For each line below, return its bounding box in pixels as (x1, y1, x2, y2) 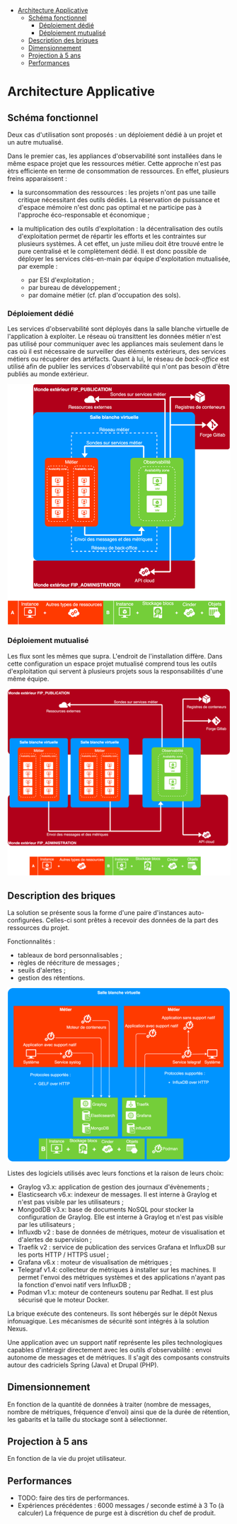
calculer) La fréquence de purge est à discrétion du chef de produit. (17, 1509, 216, 1518)
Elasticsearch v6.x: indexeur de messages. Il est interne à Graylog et (17, 1190, 217, 1199)
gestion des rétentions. (17, 973, 85, 982)
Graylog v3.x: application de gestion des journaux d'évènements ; (17, 1182, 209, 1191)
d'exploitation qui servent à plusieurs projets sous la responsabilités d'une (7, 666, 224, 676)
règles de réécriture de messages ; (17, 958, 120, 967)
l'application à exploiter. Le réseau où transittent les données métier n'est (7, 332, 221, 341)
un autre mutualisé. (7, 138, 64, 146)
